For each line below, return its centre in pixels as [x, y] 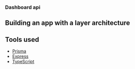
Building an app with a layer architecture [67, 23]
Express [20, 56]
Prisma [19, 51]
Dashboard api [23, 7]
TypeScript [23, 62]
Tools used [22, 40]
